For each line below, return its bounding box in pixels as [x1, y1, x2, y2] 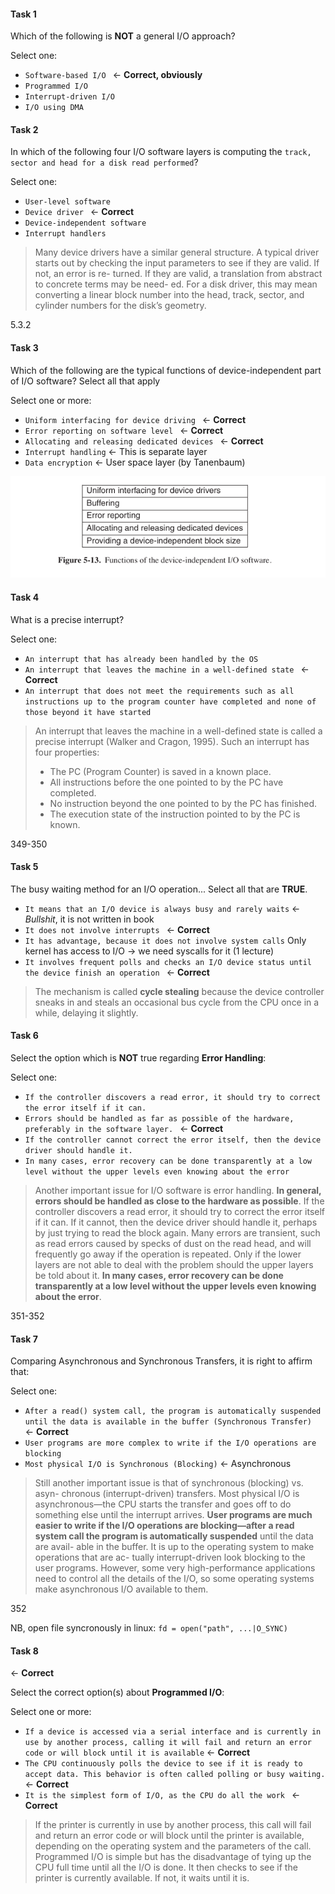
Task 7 [10, 1333, 38, 1345]
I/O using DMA [24, 103, 84, 113]
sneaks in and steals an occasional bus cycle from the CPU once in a [34, 996, 320, 1008]
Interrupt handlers [24, 229, 107, 239]
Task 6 [10, 1030, 39, 1042]
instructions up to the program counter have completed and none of [24, 696, 317, 707]
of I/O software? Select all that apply [10, 375, 161, 387]
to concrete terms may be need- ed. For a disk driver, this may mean [34, 278, 318, 290]
